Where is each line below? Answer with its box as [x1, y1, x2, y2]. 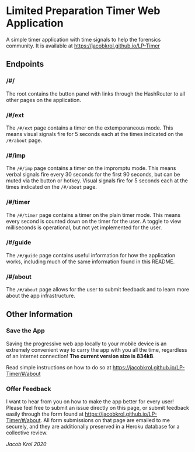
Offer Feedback [6, 385, 51, 393]
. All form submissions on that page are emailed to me [40, 417, 170, 424]
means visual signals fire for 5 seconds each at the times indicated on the [6, 130, 183, 137]
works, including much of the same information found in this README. [6, 258, 175, 265]
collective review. [6, 429, 48, 436]
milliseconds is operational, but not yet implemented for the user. [6, 224, 162, 231]
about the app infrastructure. [6, 292, 76, 300]
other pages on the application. [6, 96, 82, 103]
